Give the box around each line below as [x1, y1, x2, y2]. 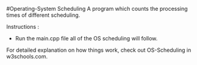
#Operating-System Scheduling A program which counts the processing [6, 5, 188, 12]
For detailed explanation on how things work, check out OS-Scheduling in [6, 46, 192, 54]
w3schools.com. [6, 53, 48, 60]
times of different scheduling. [6, 11, 81, 19]
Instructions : [6, 23, 40, 30]
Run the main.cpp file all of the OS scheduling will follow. [15, 35, 158, 42]
